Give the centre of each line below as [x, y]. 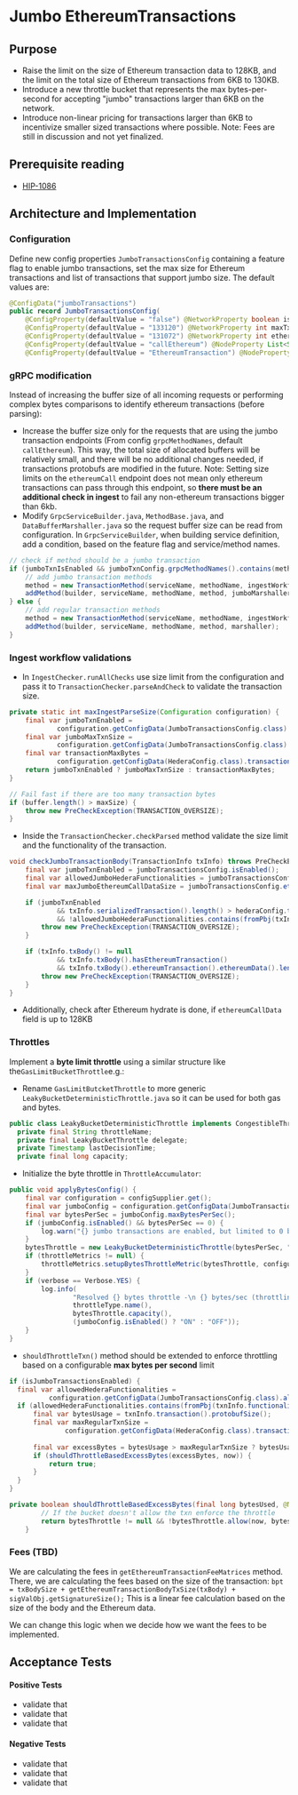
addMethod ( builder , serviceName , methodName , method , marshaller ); [152, 626]
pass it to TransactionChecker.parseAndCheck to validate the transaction [152, 686]
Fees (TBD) [34, 1552]
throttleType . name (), [112, 1305]
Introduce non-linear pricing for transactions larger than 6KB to [137, 118]
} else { [25, 602]
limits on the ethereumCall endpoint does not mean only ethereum [142, 478]
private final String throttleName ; [85, 1132]
